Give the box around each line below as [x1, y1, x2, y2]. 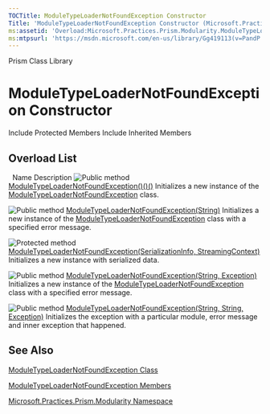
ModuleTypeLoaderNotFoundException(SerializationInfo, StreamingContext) [8, 247, 260, 256]
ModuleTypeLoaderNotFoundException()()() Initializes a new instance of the [8, 182, 260, 191]
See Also [8, 343, 54, 358]
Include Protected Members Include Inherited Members [8, 128, 192, 137]
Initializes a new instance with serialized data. [8, 255, 160, 264]
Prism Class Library [8, 56, 73, 66]
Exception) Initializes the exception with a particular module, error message [8, 312, 258, 322]
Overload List [8, 151, 77, 165]
